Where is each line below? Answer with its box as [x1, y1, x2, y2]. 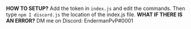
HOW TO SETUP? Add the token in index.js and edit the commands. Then [6, 5, 185, 12]
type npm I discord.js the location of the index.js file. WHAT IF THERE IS [6, 11, 183, 18]
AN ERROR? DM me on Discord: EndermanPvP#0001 [6, 17, 133, 24]
